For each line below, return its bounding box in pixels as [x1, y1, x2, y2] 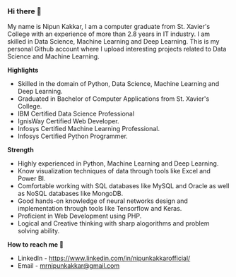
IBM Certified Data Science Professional [17, 109, 135, 118]
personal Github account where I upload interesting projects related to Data [7, 45, 227, 54]
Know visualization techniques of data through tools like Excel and [17, 167, 211, 176]
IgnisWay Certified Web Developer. [17, 117, 119, 125]
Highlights [7, 66, 39, 75]
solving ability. [17, 227, 60, 235]
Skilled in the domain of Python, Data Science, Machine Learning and [17, 80, 220, 88]
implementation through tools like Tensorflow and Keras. [17, 204, 182, 213]
